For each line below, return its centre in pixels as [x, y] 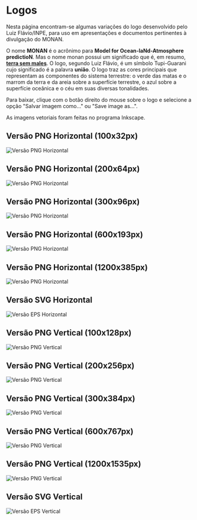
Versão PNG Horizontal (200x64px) [73, 169]
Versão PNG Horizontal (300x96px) [73, 201]
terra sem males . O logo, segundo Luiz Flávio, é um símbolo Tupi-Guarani [96, 63]
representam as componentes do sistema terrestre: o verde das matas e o [96, 76]
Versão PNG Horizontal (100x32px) [72, 136]
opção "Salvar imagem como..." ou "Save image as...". [72, 106]
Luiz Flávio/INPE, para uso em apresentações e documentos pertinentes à [96, 32]
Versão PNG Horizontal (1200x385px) [77, 267]
